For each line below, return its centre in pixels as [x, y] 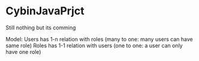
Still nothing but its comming [41, 28]
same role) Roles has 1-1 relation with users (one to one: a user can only [94, 45]
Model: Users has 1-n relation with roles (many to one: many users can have [99, 39]
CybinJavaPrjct [45, 11]
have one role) [23, 51]
